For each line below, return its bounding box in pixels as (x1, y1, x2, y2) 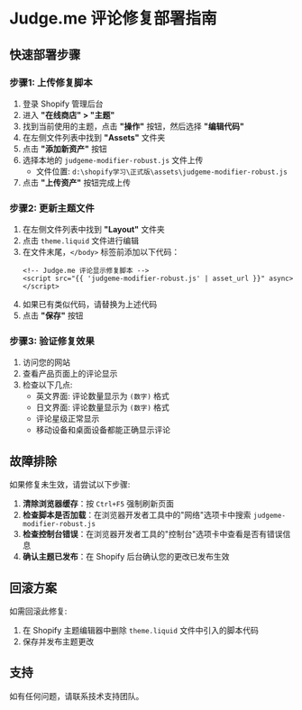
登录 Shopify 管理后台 (22, 98, 104, 109)
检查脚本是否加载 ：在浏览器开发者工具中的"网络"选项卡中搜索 (22, 510, 252, 521)
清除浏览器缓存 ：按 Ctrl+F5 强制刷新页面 (22, 498, 174, 509)
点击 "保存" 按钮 (22, 310, 84, 321)
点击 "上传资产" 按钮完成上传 (22, 177, 132, 187)
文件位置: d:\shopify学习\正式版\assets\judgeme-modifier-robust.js (35, 166, 288, 177)
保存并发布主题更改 (22, 636, 95, 647)
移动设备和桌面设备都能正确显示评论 (35, 424, 171, 435)
